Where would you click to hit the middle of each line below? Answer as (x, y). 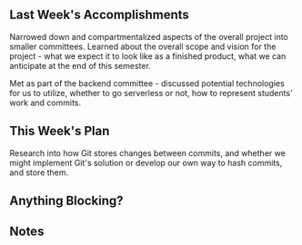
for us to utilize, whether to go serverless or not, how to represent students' (151, 93)
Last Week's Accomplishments (99, 15)
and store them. (39, 172)
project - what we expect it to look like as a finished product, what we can (148, 56)
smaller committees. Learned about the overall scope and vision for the (143, 46)
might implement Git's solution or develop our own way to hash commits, (146, 162)
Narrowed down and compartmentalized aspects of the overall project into (149, 36)
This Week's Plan (60, 131)
